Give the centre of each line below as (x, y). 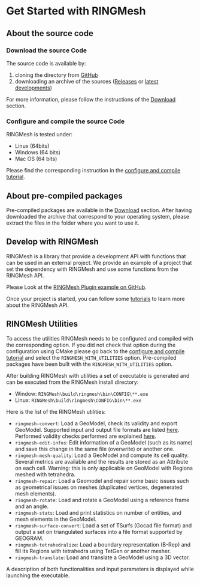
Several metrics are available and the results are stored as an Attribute (101, 461)
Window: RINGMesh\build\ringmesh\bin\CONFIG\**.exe (81, 393)
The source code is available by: (46, 63)
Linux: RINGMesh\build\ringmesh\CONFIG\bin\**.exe (78, 400)
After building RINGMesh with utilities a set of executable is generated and (98, 375)
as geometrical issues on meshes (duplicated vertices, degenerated (99, 487)
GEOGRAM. (29, 538)
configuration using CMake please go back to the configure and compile (96, 351)
